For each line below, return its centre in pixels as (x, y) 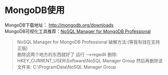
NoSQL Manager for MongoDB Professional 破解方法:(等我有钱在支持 (89, 42)
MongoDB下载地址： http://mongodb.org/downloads (59, 25)
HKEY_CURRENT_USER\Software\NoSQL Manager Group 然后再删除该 (90, 60)
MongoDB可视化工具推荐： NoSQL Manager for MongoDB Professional (78, 31)
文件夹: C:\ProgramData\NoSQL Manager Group (67, 67)
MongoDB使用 (35, 10)
